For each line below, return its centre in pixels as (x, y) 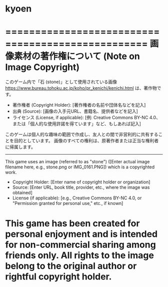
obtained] (22, 193)
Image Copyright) (42, 67)
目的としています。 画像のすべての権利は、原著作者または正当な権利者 (86, 141)
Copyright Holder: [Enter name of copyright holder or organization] (81, 182)
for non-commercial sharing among (80, 245)
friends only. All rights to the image (79, 255)
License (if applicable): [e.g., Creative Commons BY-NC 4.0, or (77, 198)
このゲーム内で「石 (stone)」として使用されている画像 (61, 82)
